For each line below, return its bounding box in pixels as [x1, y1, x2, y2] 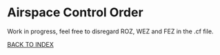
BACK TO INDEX [7, 40, 54, 48]
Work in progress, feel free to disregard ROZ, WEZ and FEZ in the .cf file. [7, 27, 214, 35]
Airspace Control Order [7, 5, 143, 20]
